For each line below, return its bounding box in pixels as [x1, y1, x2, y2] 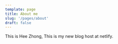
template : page [5, 7, 36, 12]
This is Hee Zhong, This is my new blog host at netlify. [5, 33, 114, 39]
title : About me [5, 11, 38, 16]
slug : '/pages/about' [5, 16, 49, 21]
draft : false [5, 20, 32, 25]
